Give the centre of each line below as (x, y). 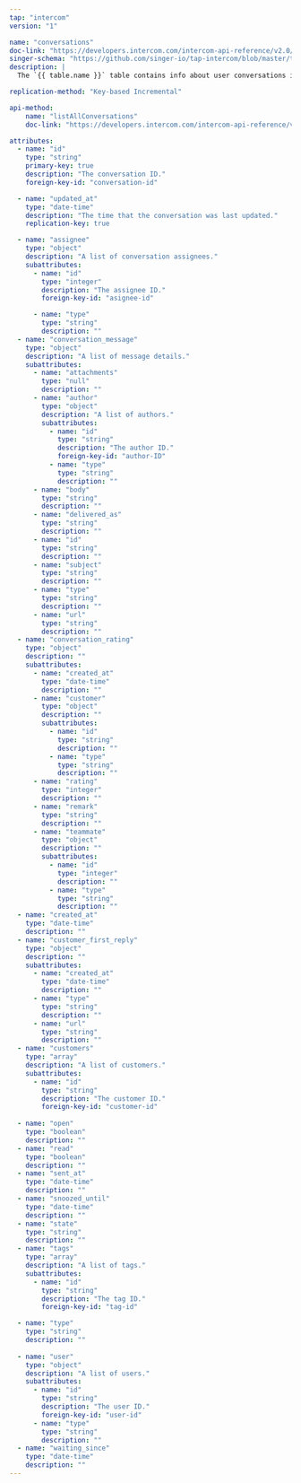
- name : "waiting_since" (64, 1448)
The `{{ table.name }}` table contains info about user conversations (152, 76)
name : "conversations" (52, 42)
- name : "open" (46, 1124)
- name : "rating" (65, 781)
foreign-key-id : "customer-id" (100, 1107)
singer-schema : (38, 59)
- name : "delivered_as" (77, 515)
